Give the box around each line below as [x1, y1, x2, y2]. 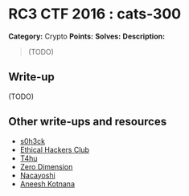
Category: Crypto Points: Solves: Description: [8, 31, 166, 41]
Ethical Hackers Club [19, 145, 90, 154]
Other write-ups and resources [8, 115, 167, 129]
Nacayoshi [19, 170, 56, 180]
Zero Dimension [19, 161, 73, 171]
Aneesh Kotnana [19, 178, 75, 189]
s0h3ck [19, 136, 46, 145]
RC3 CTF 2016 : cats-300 [8, 5, 182, 23]
